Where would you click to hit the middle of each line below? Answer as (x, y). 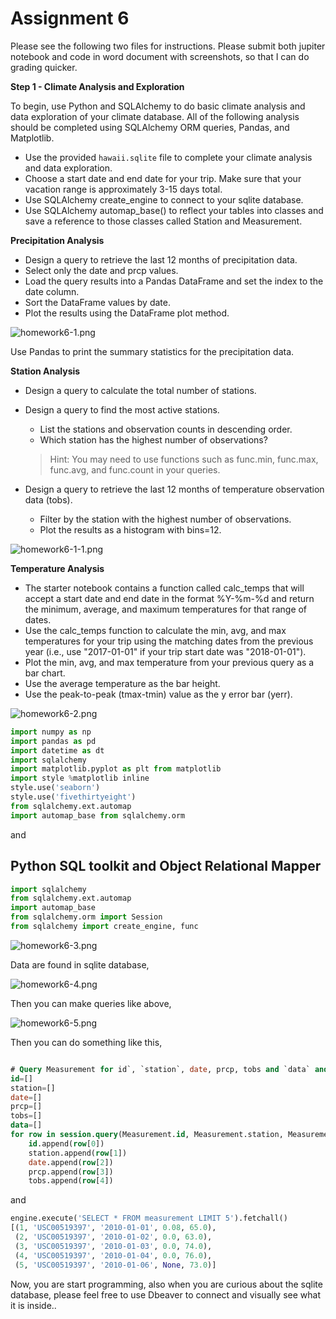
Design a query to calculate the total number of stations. (140, 390)
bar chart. (45, 673)
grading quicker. (44, 67)
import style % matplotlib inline (80, 778)
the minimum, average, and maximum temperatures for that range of (166, 609)
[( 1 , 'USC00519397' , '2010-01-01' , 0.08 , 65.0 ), (113, 1228)
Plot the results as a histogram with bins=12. (130, 529)
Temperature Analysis (57, 568)
